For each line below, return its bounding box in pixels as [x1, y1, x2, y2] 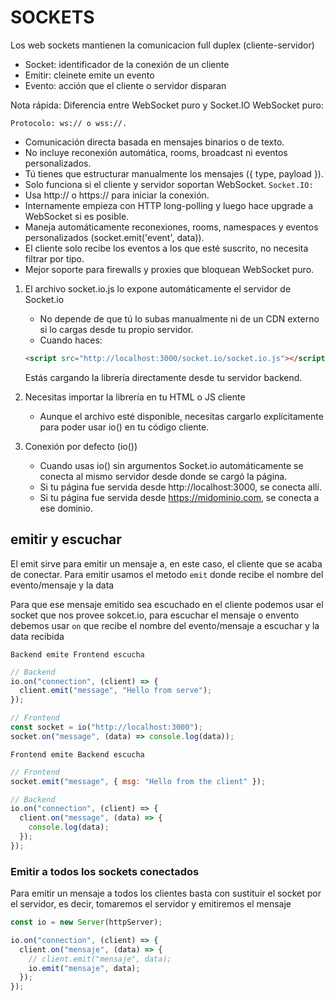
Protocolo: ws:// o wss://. [10, 118, 128, 128]
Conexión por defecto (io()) [24, 440, 138, 452]
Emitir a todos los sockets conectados [10, 864, 200, 878]
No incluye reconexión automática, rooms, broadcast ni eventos [24, 146, 288, 158]
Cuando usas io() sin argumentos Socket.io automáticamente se [39, 459, 304, 471]
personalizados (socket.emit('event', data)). [24, 231, 205, 243]
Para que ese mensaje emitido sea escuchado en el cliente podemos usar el [10, 598, 324, 610]
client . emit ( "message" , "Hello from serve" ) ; [19, 686, 213, 696]
